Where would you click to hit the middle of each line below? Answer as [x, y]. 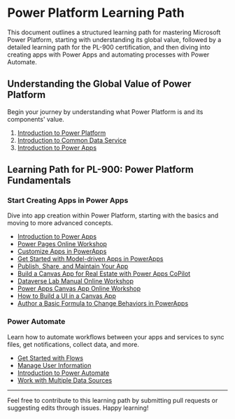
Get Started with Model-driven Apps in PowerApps [90, 259]
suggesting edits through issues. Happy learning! [78, 408]
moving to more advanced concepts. [60, 223]
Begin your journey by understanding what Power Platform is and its [105, 112]
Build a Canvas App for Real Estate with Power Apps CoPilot [104, 274]
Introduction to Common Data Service [72, 140]
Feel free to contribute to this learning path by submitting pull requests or [113, 400]
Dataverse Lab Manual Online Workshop [76, 281]
